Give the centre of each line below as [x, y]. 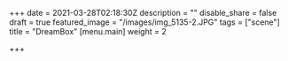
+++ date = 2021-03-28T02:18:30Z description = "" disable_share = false [143, 13]
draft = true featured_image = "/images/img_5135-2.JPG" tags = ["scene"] [145, 22]
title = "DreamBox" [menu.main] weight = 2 [88, 31]
